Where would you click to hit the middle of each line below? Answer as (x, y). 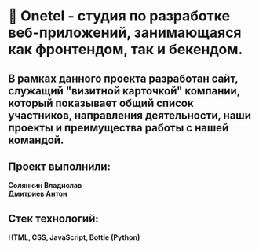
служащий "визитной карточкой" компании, (124, 91)
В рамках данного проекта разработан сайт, (123, 78)
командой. (36, 140)
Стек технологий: (54, 218)
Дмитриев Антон (38, 194)
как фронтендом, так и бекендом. (126, 50)
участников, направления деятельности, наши (129, 115)
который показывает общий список (101, 103)
